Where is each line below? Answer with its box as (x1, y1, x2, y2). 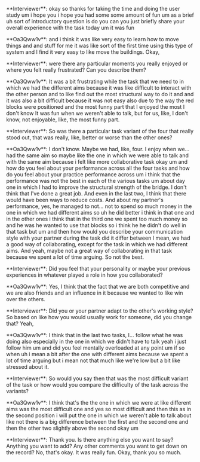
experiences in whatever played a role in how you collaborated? (6, 271, 163, 279)
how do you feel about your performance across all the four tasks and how (6, 164, 190, 172)
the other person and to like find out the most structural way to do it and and (6, 91, 194, 97)
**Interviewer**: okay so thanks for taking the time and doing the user (6, 5, 180, 12)
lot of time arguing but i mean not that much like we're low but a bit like (6, 357, 181, 364)
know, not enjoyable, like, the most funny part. (6, 116, 120, 123)
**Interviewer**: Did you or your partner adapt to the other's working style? (6, 307, 193, 314)
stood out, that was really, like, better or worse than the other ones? (6, 134, 173, 141)
